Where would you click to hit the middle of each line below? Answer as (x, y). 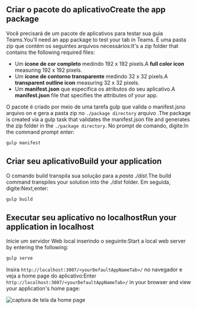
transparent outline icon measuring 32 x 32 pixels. (77, 82)
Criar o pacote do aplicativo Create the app (86, 10)
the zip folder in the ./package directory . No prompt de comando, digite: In (97, 125)
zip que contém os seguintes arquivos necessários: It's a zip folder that (92, 46)
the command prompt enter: (41, 132)
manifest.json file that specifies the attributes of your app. (86, 95)
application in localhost (50, 227)
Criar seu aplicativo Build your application (84, 162)
